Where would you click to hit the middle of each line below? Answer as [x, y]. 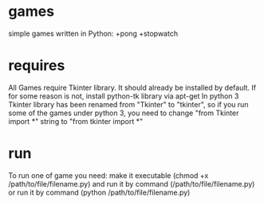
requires [37, 66]
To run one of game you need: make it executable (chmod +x [108, 175]
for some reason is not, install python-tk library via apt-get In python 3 [124, 96]
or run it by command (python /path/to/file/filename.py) [99, 192]
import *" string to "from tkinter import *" [76, 121]
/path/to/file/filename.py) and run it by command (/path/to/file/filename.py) [132, 184]
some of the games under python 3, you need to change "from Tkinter [124, 113]
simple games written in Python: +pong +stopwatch [93, 33]
